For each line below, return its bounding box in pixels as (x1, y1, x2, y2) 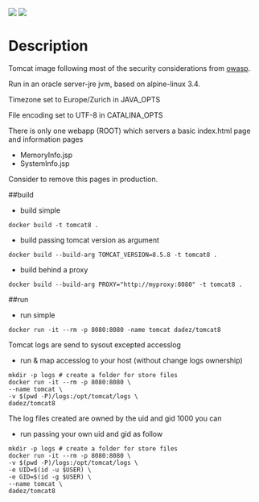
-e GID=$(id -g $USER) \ (8, 472, 92, 481)
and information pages (8, 134, 84, 144)
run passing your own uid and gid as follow (19, 429, 163, 438)
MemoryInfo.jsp (19, 150, 73, 160)
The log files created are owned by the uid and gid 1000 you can (8, 413, 222, 423)
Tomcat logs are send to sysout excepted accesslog (8, 339, 181, 350)
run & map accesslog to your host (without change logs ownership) (19, 355, 243, 365)
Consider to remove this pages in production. (8, 174, 158, 184)
